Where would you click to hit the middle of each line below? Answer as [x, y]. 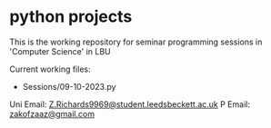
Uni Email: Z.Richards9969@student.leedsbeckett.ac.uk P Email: [130, 104]
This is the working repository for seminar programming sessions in [136, 42]
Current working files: [50, 69]
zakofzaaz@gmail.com [52, 113]
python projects [71, 17]
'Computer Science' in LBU [60, 51]
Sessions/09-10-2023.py [69, 86]
